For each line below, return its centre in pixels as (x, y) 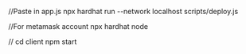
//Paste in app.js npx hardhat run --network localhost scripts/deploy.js (123, 11)
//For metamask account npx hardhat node (78, 26)
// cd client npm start (43, 41)
